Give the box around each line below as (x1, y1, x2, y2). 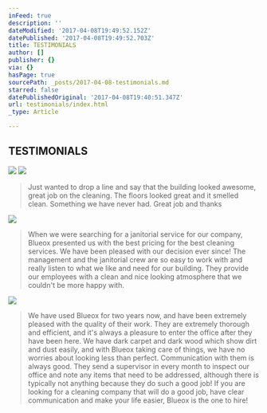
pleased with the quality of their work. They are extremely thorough (27, 319, 249, 328)
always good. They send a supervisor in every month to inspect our (27, 361, 249, 371)
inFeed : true (8, 11, 52, 20)
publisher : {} (8, 57, 56, 65)
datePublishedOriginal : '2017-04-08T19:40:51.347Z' (8, 93, 183, 101)
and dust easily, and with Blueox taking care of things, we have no (27, 344, 245, 354)
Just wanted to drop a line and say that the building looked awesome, (27, 182, 257, 191)
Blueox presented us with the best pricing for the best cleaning (27, 238, 235, 247)
